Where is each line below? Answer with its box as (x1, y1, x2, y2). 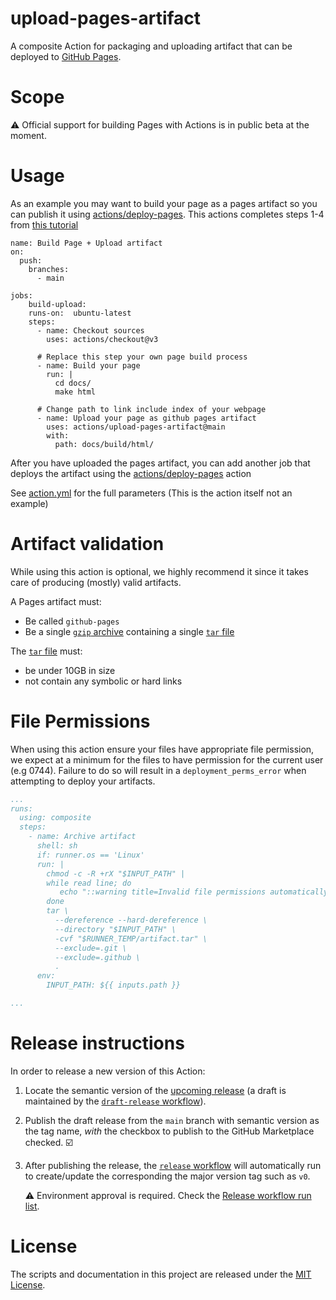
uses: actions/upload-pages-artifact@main (46, 422, 226, 432)
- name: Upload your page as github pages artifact (36, 413, 257, 423)
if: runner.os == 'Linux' (36, 850, 145, 860)
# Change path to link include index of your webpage (36, 404, 267, 414)
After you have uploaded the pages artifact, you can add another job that (10, 457, 311, 469)
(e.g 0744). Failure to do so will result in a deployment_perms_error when (10, 764, 307, 776)
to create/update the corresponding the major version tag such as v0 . (24, 1170, 311, 1182)
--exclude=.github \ (54, 952, 141, 962)
